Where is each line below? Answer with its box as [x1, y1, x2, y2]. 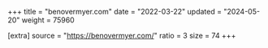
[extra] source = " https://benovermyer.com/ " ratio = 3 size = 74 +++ [7, 31, 236, 40]
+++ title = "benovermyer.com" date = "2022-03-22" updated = [7, 7, 223, 16]
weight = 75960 [21, 15, 75, 25]
